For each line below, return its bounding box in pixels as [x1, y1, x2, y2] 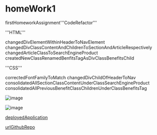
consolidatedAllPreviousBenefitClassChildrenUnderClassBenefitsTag [5, 85, 147, 91]
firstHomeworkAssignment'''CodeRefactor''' [5, 20, 97, 26]
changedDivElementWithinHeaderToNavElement [5, 39, 105, 45]
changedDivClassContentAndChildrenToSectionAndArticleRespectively [5, 44, 152, 50]
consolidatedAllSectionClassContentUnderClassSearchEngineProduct [5, 80, 149, 86]
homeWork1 [5, 3, 56, 15]
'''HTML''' [5, 29, 26, 35]
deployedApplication [5, 114, 48, 120]
